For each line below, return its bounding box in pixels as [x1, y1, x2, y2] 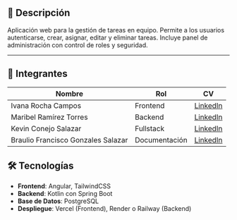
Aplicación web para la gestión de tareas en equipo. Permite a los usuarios [7, 25, 224, 34]
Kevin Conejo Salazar [11, 123, 82, 133]
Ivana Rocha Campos [11, 100, 82, 110]
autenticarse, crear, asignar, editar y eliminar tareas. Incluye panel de [7, 33, 208, 42]
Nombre [55, 89, 83, 99]
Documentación [135, 135, 188, 145]
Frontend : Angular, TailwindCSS [17, 182, 111, 190]
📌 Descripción [7, 7, 71, 19]
